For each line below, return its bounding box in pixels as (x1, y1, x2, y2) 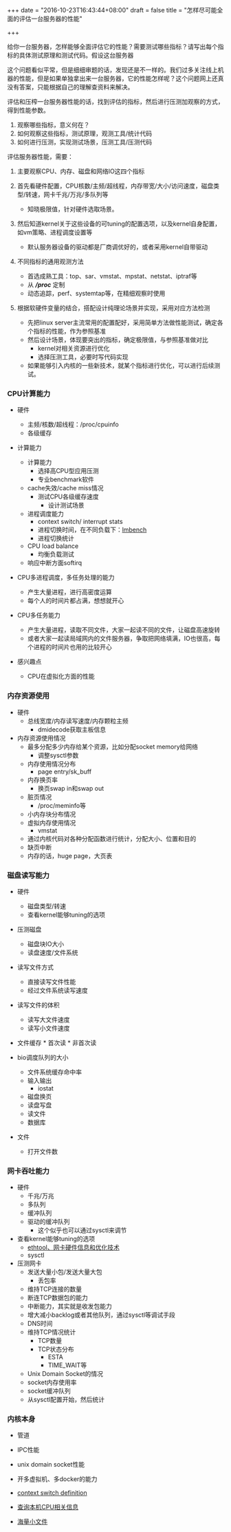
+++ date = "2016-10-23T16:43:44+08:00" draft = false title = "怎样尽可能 (7, 6, 218, 14)
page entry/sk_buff (37, 767, 91, 776)
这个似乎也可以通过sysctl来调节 (37, 1226, 127, 1234)
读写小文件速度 (27, 1024, 70, 1032)
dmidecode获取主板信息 (37, 725, 107, 734)
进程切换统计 (37, 534, 74, 543)
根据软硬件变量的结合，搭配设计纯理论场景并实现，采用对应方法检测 (16, 304, 210, 311)
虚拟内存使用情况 (27, 818, 76, 827)
